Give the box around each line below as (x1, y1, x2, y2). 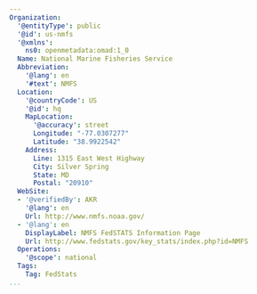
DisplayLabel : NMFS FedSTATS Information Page (25, 228, 201, 237)
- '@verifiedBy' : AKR (17, 195, 98, 205)
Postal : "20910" (32, 179, 93, 188)
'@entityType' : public (17, 21, 101, 30)
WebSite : (17, 187, 50, 196)
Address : (25, 145, 58, 154)
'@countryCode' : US (25, 95, 98, 105)
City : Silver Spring (32, 162, 109, 171)
